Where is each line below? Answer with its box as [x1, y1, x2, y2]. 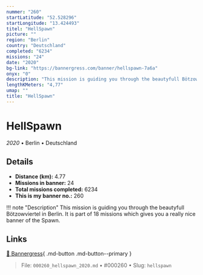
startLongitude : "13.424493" [6, 20, 80, 26]
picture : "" [6, 31, 36, 37]
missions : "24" [6, 54, 45, 60]
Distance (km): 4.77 [14, 173, 66, 180]
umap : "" [6, 88, 28, 94]
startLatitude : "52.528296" [6, 15, 77, 21]
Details [6, 157, 33, 167]
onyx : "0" [6, 71, 31, 77]
